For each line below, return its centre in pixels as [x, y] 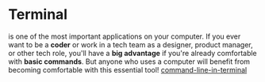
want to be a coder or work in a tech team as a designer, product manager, [131, 44]
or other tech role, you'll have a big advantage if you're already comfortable [133, 53]
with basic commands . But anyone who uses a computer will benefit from [129, 61]
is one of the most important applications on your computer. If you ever [125, 36]
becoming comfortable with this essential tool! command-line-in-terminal [128, 69]
